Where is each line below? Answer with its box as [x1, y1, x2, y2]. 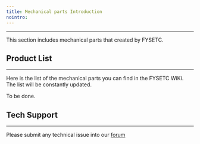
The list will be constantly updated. [6, 81, 92, 88]
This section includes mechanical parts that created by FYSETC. [6, 36, 164, 43]
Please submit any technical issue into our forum [6, 132, 126, 139]
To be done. [6, 93, 36, 100]
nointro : [6, 14, 28, 20]
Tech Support [6, 109, 58, 120]
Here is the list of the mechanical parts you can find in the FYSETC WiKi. [6, 75, 184, 82]
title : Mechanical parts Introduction [6, 8, 102, 15]
